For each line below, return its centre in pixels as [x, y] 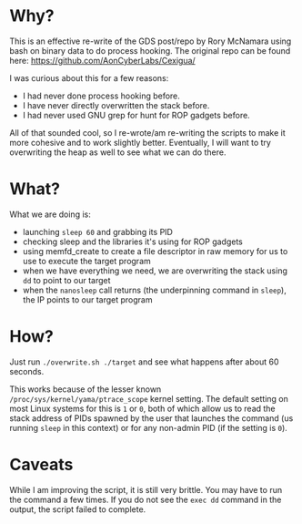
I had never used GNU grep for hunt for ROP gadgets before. [136, 115]
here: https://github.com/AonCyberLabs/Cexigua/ [102, 60]
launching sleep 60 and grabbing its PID [97, 231]
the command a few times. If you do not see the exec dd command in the [146, 499]
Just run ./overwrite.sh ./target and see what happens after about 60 [144, 362]
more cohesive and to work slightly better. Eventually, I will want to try [140, 142]
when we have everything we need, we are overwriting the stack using [155, 271]
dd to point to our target [66, 280]
